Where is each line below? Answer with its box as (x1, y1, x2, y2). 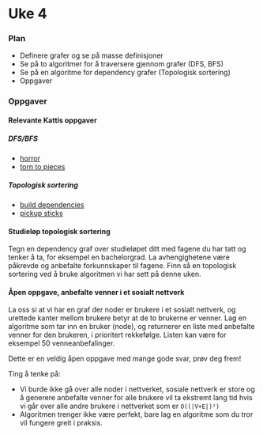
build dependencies (19, 199, 85, 210)
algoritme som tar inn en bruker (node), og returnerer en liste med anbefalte (8, 322, 255, 331)
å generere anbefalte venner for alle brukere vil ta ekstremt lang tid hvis (19, 393, 253, 403)
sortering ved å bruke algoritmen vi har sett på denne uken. (8, 270, 201, 279)
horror (19, 153, 41, 163)
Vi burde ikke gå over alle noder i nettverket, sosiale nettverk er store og (19, 384, 255, 394)
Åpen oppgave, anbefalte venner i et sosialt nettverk (8, 287, 185, 297)
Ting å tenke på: (8, 369, 61, 379)
